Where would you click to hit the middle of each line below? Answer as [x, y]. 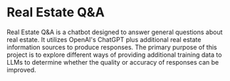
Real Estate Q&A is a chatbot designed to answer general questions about [115, 32]
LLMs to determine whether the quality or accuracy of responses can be [113, 62]
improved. [21, 70]
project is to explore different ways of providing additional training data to [114, 55]
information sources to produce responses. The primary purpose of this [112, 47]
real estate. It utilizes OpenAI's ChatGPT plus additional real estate [104, 39]
